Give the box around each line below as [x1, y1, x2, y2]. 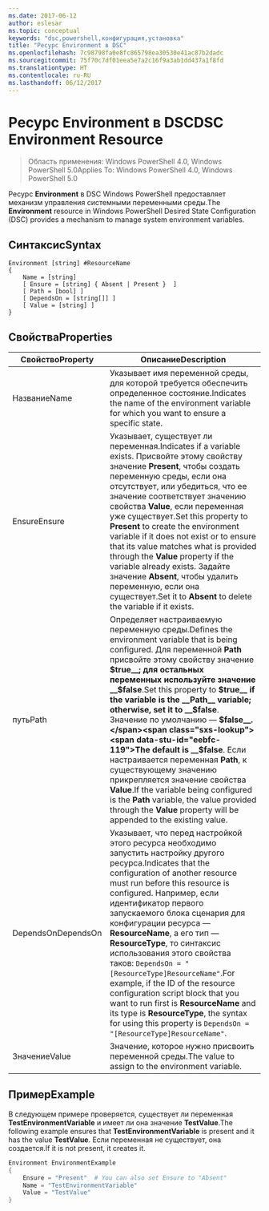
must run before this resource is [109, 878, 230, 889]
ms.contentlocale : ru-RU [8, 71, 91, 79]
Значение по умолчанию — [109, 714, 218, 725]
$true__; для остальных [109, 664, 204, 676]
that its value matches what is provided [109, 541, 257, 552]
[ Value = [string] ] [22, 301, 94, 309]
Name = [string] [22, 273, 78, 281]
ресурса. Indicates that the [109, 858, 211, 869]
